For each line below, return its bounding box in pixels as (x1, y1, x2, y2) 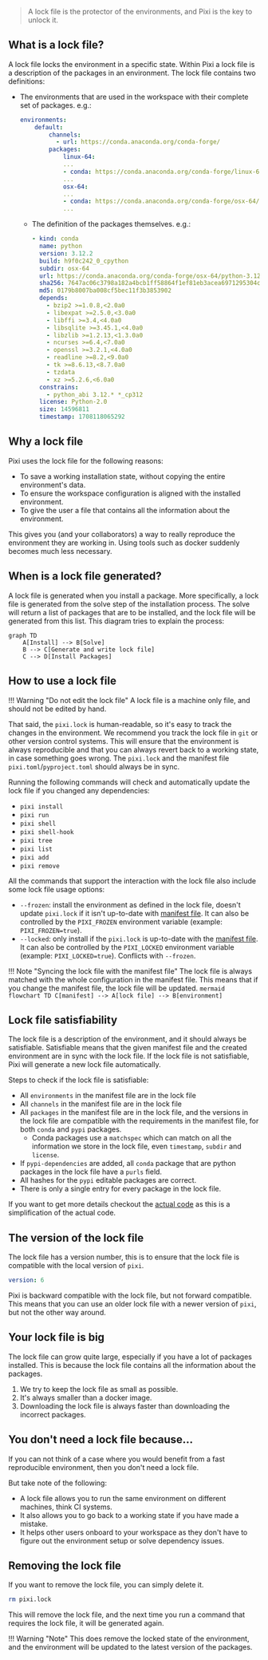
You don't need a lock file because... (8, 1433, 194, 1447)
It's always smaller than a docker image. (19, 1393, 152, 1402)
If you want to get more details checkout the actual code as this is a (8, 1200, 231, 1209)
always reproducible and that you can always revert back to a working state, (8, 745, 259, 754)
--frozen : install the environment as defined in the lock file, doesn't (19, 899, 241, 909)
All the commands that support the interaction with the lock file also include (8, 875, 257, 885)
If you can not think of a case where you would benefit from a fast (8, 1454, 226, 1464)
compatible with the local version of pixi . (8, 1261, 144, 1271)
